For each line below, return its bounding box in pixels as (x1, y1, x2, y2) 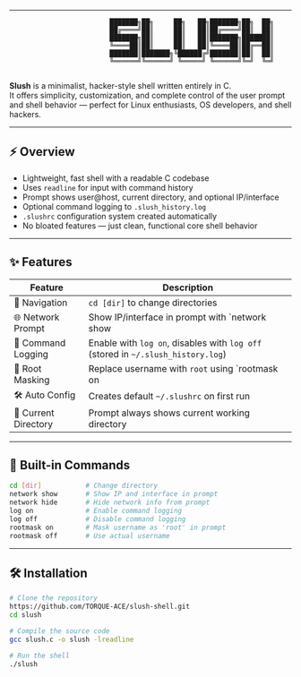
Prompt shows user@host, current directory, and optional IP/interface (21, 192, 279, 202)
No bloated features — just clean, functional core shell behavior (21, 220, 258, 231)
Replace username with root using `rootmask (88, 362, 279, 374)
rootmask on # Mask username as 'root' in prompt (9, 523, 227, 532)
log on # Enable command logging (9, 507, 182, 516)
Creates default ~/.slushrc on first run (88, 390, 251, 403)
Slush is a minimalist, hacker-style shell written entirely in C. (9, 81, 232, 90)
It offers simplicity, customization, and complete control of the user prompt (9, 90, 286, 100)
